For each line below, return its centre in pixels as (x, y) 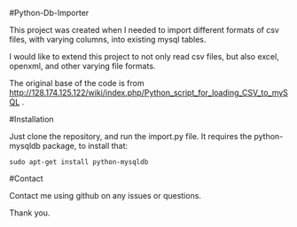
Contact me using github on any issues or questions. (106, 196)
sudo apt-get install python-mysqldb (79, 162)
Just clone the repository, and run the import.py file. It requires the (131, 136)
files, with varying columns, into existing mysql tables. (108, 39)
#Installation (32, 119)
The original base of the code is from (77, 83)
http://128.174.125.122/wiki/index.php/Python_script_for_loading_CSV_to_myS (148, 93)
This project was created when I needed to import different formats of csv (144, 30)
